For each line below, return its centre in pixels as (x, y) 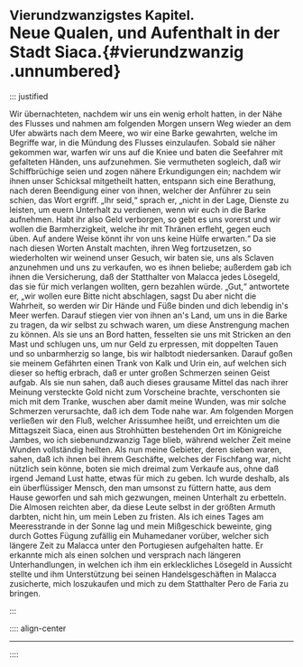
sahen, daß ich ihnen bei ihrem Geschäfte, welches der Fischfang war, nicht (150, 459)
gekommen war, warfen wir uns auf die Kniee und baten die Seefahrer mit (147, 152)
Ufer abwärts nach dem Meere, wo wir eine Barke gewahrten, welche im (143, 133)
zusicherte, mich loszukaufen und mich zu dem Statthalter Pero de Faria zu (149, 583)
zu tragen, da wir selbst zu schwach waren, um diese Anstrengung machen (150, 324)
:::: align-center (38, 628)
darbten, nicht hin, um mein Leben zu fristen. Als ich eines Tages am (137, 516)
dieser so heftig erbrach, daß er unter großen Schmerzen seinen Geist (140, 373)
